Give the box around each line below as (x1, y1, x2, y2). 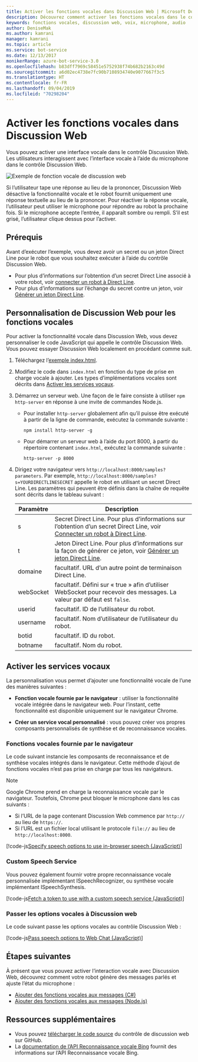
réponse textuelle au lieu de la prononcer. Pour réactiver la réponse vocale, (6, 196, 189, 204)
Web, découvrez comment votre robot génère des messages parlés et (6, 973, 177, 981)
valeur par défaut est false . (54, 596, 131, 604)
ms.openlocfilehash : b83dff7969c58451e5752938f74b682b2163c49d (6, 63, 165, 70)
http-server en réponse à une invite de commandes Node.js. (14, 398, 163, 406)
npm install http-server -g (23, 427, 93, 434)
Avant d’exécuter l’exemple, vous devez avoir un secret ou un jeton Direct (6, 248, 184, 255)
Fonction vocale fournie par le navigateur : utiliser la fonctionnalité (14, 695, 179, 702)
